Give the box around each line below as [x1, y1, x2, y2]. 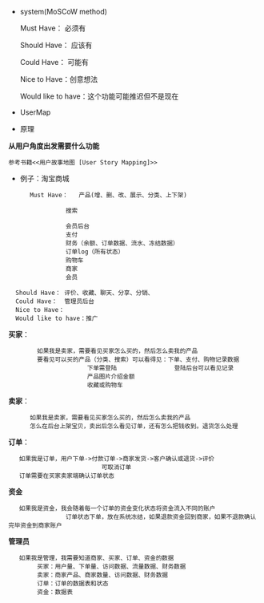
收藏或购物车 [86, 381, 123, 389]
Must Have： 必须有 [19, 23, 86, 33]
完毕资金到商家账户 [8, 521, 62, 529]
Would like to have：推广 [15, 314, 98, 322]
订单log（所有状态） [65, 248, 125, 256]
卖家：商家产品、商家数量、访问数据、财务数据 [37, 571, 168, 579]
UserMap [19, 107, 51, 117]
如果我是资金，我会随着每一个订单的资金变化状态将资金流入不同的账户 [18, 504, 216, 512]
